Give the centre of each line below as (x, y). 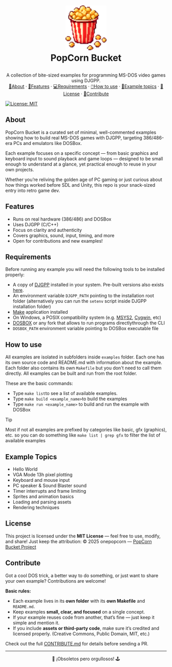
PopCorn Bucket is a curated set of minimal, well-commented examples (81, 132)
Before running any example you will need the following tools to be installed (85, 269)
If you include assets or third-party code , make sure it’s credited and (86, 628)
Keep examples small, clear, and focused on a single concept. (79, 611)
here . (18, 290)
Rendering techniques (36, 508)
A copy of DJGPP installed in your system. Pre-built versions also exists (88, 285)
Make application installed (40, 312)
